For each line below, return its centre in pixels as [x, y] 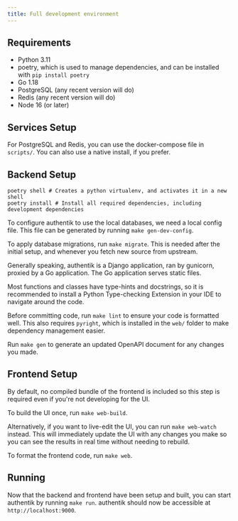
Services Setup [42, 128]
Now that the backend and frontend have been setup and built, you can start [119, 495]
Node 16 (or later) [43, 105]
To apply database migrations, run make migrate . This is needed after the [114, 244]
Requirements [39, 43]
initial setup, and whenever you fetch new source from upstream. [103, 252]
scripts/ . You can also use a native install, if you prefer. [89, 152]
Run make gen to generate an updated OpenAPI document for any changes [116, 345]
